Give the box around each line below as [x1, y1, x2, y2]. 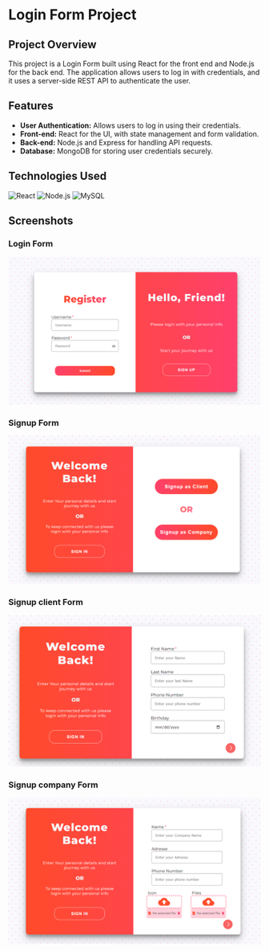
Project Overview [8, 38, 97, 51]
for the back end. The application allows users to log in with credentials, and [8, 67, 260, 77]
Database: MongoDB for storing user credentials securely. [19, 146, 214, 156]
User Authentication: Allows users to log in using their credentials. [19, 120, 242, 130]
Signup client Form [8, 597, 84, 608]
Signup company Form [8, 779, 98, 790]
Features [8, 99, 54, 113]
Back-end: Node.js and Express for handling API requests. [19, 137, 214, 147]
